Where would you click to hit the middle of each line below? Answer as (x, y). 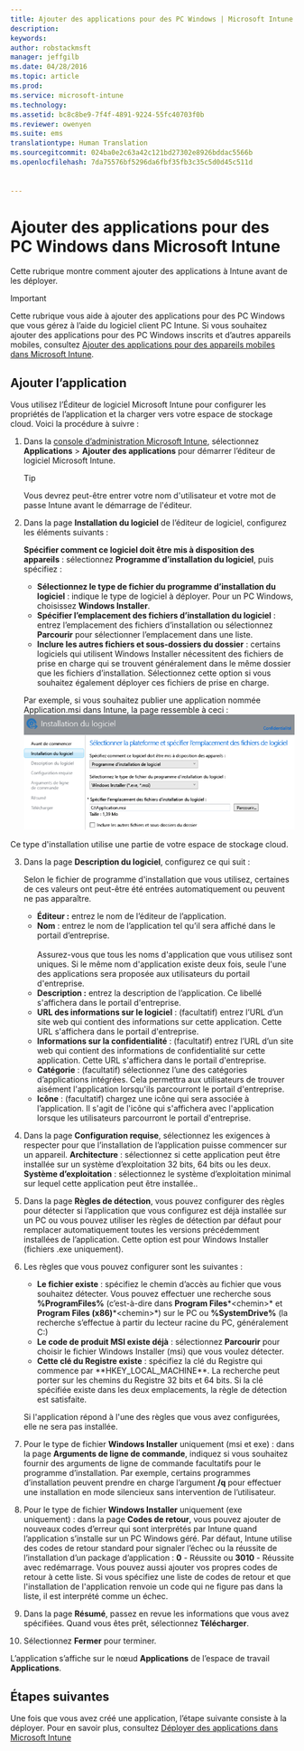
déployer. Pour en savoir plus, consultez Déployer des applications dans (144, 1728)
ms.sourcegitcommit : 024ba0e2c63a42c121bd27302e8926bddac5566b (132, 153)
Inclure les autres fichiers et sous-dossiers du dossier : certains (158, 644)
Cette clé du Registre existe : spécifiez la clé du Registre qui (149, 1361)
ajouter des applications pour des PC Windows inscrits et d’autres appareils (151, 336)
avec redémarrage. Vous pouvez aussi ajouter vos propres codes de (150, 1567)
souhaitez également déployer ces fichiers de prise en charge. (153, 683)
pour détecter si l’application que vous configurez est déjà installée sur (155, 1211)
